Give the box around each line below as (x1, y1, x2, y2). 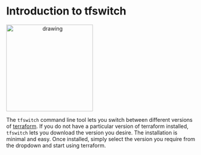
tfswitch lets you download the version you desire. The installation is (6, 128, 178, 136)
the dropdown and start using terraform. (6, 142, 107, 149)
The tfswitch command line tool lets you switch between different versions (6, 116, 193, 123)
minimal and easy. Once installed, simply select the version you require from (6, 135, 196, 142)
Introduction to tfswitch (6, 4, 126, 18)
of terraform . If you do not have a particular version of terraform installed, (6, 122, 189, 130)
